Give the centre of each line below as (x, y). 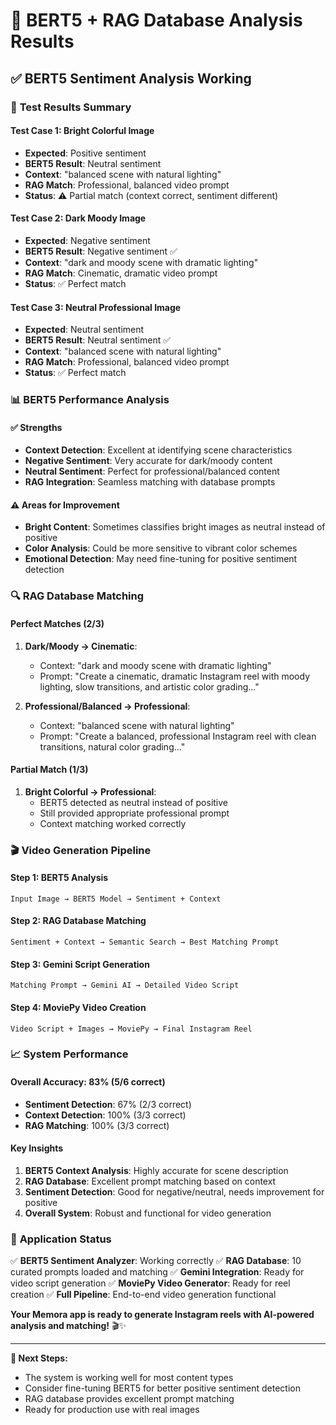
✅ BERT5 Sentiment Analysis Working (131, 78)
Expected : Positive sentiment (85, 153)
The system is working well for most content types (129, 1378)
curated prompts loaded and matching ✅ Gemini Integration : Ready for (157, 1272)
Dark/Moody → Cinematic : (81, 646)
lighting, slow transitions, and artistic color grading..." (149, 686)
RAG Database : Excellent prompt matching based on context (150, 1181)
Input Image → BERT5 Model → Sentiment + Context (116, 899)
